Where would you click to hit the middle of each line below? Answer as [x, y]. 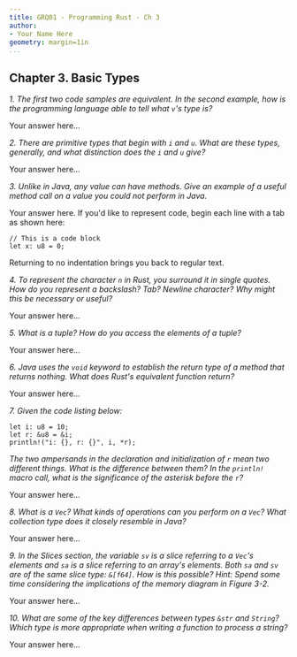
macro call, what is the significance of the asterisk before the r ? [126, 477]
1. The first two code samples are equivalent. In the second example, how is [148, 99]
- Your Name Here [41, 34]
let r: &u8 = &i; [41, 435]
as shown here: [37, 223]
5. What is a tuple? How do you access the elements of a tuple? [125, 333]
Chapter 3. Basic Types [74, 77]
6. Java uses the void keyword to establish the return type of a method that [147, 367]
